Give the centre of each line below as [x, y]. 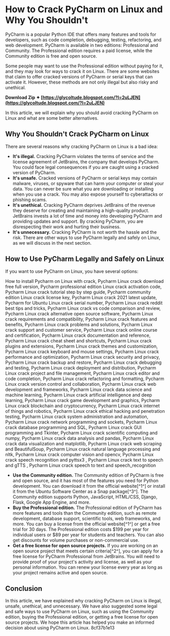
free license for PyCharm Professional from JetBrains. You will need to [86, 556]
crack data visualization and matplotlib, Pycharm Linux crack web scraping [83, 443]
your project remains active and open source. [60, 572]
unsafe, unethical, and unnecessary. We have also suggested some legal [81, 606]
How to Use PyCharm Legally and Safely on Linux [85, 259]
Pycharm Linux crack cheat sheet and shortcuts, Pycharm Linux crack [79, 340]
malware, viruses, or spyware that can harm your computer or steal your [88, 183]
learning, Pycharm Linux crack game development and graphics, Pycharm [83, 400]
